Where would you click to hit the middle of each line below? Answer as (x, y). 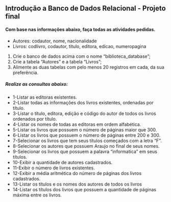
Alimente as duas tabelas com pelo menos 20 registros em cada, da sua (88, 67)
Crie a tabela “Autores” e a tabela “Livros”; (57, 61)
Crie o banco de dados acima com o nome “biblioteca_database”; (81, 56)
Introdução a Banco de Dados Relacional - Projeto (86, 8)
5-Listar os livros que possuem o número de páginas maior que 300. (85, 129)
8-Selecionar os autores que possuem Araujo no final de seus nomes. (86, 146)
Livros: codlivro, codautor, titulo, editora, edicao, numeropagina (79, 46)
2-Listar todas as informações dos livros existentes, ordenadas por (83, 102)
